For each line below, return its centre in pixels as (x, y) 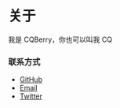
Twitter (31, 96)
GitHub (31, 80)
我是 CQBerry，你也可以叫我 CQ (60, 39)
